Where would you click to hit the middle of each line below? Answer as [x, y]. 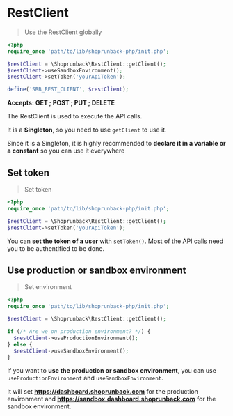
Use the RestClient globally [63, 32]
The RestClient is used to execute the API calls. [75, 116]
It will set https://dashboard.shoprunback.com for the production [103, 392]
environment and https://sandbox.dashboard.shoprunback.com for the [112, 399]
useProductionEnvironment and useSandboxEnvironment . [85, 378]
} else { [20, 344]
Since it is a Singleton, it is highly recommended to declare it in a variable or [116, 144]
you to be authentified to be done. [56, 248]
